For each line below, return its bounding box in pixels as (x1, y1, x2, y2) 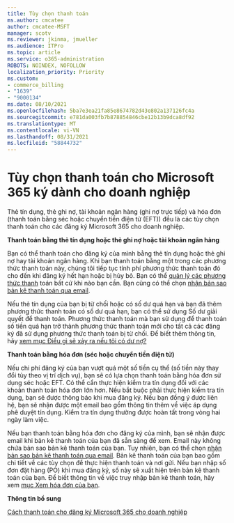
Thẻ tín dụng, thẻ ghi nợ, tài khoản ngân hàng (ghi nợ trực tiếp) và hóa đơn (7, 208, 221, 216)
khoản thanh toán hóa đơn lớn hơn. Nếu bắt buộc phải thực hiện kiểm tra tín (7, 386, 224, 394)
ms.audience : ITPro (7, 42, 64, 49)
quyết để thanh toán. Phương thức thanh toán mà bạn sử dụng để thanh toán (7, 315, 227, 323)
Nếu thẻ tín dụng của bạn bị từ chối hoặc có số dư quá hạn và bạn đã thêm (7, 300, 222, 309)
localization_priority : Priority (7, 68, 104, 75)
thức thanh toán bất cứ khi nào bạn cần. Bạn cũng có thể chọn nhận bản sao (7, 279, 227, 288)
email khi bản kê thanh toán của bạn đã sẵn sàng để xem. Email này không (7, 437, 221, 445)
